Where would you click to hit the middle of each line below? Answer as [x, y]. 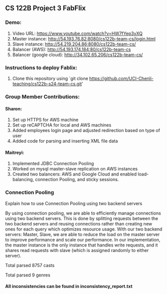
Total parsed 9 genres [28, 275]
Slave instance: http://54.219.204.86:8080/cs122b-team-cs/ [74, 44]
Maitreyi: [15, 152]
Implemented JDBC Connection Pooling [53, 163]
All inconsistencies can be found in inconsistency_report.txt [69, 286]
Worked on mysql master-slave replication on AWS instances [75, 169]
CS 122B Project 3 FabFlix [46, 8]
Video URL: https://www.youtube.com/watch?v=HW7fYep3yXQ [78, 33]
